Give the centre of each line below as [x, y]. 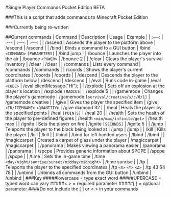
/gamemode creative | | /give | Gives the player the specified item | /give [81, 102]
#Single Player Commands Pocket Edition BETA [55, 7]
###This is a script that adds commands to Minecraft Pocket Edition [77, 17]
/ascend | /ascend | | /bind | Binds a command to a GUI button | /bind [78, 48]
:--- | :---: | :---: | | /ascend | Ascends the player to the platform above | [80, 42]
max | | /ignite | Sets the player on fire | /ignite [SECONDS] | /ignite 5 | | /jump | [86, 124]
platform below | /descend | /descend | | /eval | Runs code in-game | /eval [83, 80]
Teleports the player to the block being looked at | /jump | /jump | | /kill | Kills [86, 129]
